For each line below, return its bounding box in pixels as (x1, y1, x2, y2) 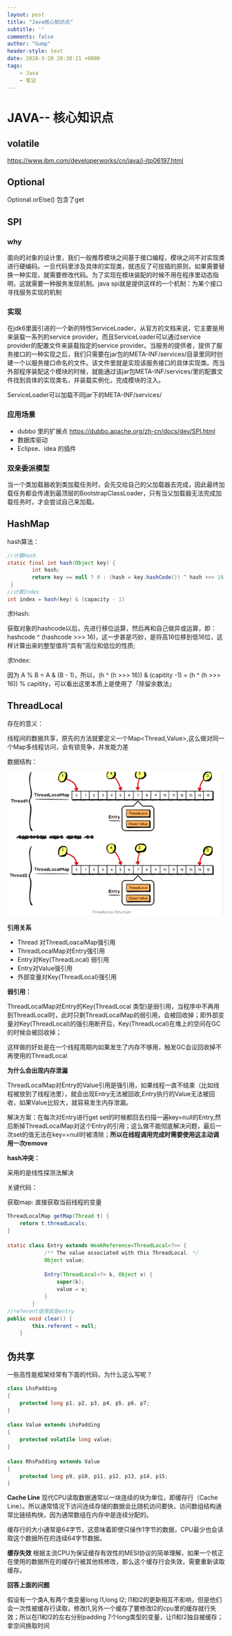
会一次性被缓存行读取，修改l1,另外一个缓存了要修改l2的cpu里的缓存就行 (7, 1604, 211, 1612)
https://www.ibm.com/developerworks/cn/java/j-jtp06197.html (7, 156, 184, 164)
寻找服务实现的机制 (7, 288, 62, 296)
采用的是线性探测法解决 (7, 1168, 74, 1177)
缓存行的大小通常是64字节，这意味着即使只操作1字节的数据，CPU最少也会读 (7, 1525, 224, 1534)
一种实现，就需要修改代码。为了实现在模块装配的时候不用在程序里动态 (12, 271, 213, 279)
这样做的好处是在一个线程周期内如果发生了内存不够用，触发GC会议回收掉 (7, 1043, 216, 1051)
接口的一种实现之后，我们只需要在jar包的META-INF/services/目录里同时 (12, 350, 217, 358)
